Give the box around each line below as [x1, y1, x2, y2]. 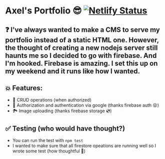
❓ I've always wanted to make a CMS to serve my [5, 25, 160, 34]
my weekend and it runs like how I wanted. [5, 67, 140, 75]
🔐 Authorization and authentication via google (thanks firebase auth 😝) [12, 102, 159, 108]
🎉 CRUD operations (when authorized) [12, 97, 91, 103]
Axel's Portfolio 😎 [5, 5, 82, 16]
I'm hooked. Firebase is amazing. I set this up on [5, 59, 158, 67]
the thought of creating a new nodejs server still [5, 43, 158, 52]
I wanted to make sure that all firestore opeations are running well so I [12, 143, 156, 149]
